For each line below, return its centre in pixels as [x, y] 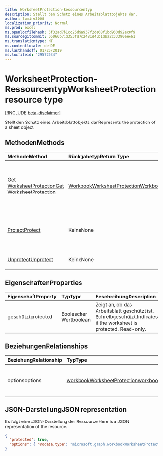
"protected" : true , [29, 440]
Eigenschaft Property [32, 296]
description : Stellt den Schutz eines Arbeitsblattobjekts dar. [71, 14]
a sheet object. [20, 127]
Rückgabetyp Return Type [99, 157]
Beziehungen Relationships [47, 346]
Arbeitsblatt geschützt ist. [125, 311]
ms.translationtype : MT [29, 41]
